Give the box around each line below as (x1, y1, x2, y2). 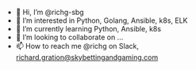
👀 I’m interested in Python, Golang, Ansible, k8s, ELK (15, 16, 188, 25)
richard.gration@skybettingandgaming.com (15, 53, 159, 62)
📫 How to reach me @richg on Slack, (15, 42, 139, 50)
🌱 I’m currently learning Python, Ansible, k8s (15, 24, 161, 33)
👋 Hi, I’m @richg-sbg (15, 8, 85, 17)
